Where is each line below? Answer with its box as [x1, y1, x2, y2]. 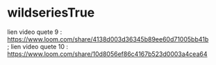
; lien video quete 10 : [7, 42, 68, 50]
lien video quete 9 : [7, 28, 63, 36]
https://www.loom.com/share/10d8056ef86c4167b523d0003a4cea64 [7, 50, 208, 58]
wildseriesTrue [7, 5, 95, 21]
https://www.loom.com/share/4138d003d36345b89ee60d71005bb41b [7, 35, 209, 43]
